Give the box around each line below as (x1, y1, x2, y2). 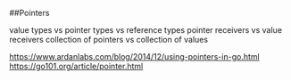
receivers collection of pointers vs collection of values (9, 35, 208, 44)
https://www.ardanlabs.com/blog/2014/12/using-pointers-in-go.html (9, 52, 261, 61)
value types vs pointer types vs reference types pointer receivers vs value (9, 25, 283, 35)
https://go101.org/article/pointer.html (9, 61, 144, 71)
